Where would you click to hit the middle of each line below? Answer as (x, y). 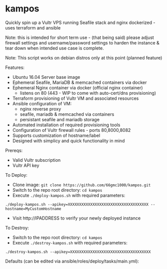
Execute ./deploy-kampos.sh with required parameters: (69, 195)
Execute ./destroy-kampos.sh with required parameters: (70, 243)
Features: (15, 67)
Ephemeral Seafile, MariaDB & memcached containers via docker (79, 82)
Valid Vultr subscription (36, 160)
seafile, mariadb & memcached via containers (67, 114)
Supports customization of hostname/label (56, 135)
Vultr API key (26, 165)
